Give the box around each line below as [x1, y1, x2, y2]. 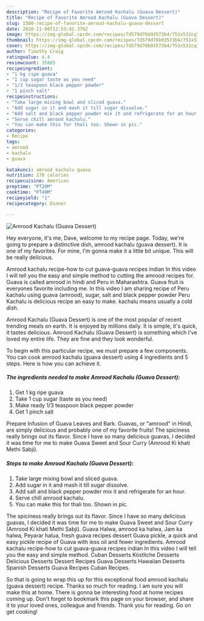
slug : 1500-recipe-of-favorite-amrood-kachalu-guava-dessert [6, 20, 165, 26]
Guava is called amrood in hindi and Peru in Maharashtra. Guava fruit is [6, 278, 184, 285]
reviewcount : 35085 [6, 59, 56, 66]
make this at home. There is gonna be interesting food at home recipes [6, 589, 183, 596]
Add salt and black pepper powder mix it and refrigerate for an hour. [15, 488, 186, 495]
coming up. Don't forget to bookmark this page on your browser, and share [6, 596, 194, 603]
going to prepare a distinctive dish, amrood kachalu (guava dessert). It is [6, 240, 188, 248]
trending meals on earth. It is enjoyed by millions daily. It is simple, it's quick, [6, 322, 197, 330]
